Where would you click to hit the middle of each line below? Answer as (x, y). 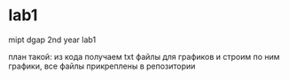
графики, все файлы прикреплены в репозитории (102, 66)
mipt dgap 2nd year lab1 (52, 40)
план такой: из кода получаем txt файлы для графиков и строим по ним (144, 56)
